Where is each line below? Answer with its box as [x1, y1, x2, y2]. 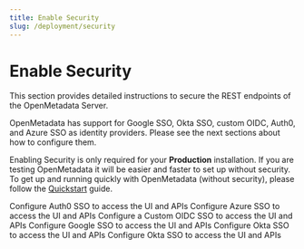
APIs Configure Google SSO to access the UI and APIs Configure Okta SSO [9, 220, 289, 231]
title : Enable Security [9, 13, 100, 23]
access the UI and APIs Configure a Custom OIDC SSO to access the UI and [9, 210, 293, 222]
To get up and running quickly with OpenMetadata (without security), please [9, 174, 295, 185]
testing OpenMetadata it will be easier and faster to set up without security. [9, 164, 291, 175]
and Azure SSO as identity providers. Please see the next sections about [9, 128, 280, 139]
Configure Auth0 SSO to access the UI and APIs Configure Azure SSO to [9, 201, 280, 212]
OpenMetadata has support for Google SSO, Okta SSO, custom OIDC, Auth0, [9, 118, 296, 129]
